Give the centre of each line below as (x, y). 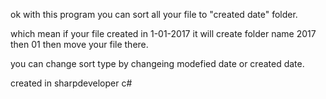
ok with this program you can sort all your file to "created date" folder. (154, 14)
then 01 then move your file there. (79, 44)
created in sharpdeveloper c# (71, 83)
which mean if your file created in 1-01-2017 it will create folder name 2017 (163, 33)
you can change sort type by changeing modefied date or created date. (157, 63)
